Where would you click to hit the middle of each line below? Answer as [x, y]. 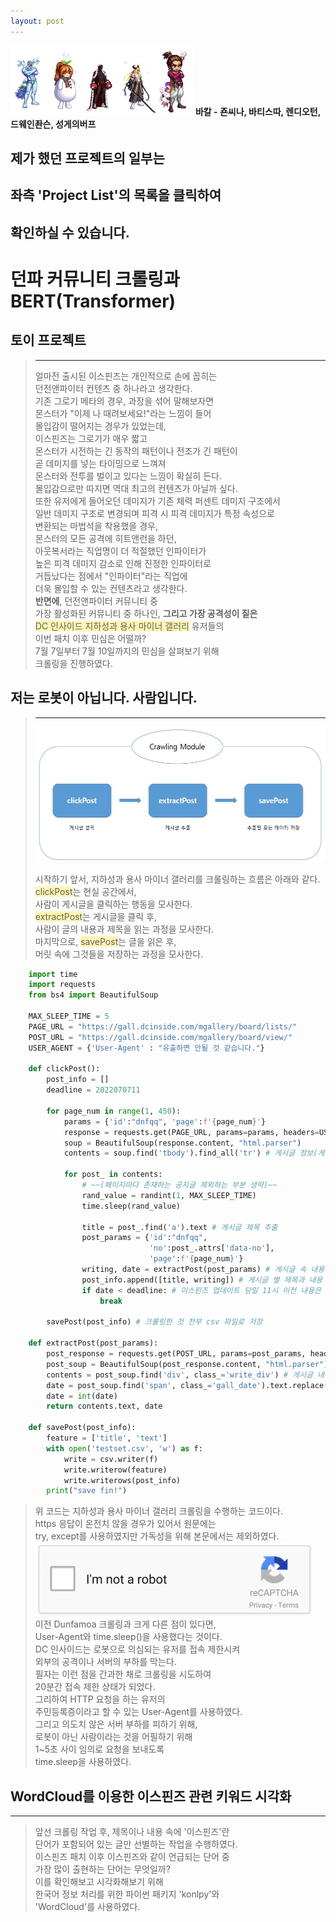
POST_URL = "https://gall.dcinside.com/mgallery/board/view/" [160, 1037]
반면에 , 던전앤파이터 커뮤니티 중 [96, 601]
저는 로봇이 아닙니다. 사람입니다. [104, 698]
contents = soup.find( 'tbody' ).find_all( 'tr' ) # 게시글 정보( [190, 1153]
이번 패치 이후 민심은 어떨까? [90, 638]
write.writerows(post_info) [122, 1480]
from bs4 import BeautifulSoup [93, 995]
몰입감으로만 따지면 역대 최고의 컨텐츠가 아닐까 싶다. [136, 488]
